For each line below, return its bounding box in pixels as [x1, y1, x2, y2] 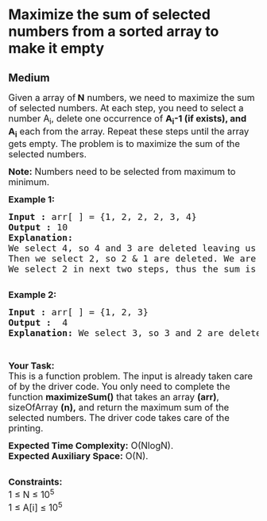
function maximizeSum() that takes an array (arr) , [8, 392, 220, 403]
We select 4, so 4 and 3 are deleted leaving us [8, 242, 257, 254]
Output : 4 [8, 317, 68, 329]
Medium [8, 71, 50, 84]
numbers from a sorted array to [8, 22, 219, 41]
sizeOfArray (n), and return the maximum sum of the [8, 402, 230, 414]
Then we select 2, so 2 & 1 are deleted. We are [8, 253, 257, 264]
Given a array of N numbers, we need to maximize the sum [8, 92, 256, 103]
